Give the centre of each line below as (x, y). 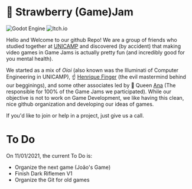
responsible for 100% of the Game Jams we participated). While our (89, 92)
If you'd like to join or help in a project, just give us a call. (75, 115)
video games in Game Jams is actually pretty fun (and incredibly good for (95, 52)
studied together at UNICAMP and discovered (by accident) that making (94, 46)
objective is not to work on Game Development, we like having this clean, (95, 97)
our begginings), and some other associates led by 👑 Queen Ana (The (91, 85)
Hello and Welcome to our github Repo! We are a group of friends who (92, 40)
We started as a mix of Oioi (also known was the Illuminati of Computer (92, 70)
